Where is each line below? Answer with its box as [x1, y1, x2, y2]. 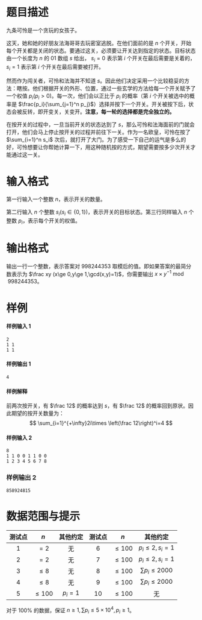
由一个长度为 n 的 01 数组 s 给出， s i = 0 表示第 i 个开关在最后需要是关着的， [6, 54, 195, 63]
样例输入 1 [6, 323, 31, 330]
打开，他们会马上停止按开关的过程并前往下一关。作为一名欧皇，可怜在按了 [6, 128, 191, 136]
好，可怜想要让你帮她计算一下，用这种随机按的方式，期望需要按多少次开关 [6, 144, 191, 151]
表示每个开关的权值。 [28, 217, 81, 224]
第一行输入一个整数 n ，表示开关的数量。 [6, 195, 106, 203]
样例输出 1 [6, 360, 31, 368]
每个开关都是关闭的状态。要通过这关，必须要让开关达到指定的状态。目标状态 [6, 46, 196, 54]
